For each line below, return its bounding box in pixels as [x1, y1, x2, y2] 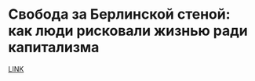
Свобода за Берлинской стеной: [8, 5, 231, 23]
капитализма [8, 39, 100, 56]
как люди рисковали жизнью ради [8, 22, 249, 40]
